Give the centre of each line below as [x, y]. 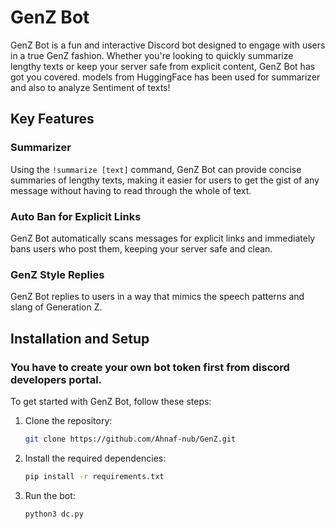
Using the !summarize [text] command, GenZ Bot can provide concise [156, 169]
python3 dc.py [54, 514]
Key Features [52, 119]
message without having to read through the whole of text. [131, 190]
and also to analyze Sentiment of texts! [90, 87]
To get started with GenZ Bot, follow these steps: [111, 401]
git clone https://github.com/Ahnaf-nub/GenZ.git [130, 439]
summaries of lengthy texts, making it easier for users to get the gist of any [165, 180]
